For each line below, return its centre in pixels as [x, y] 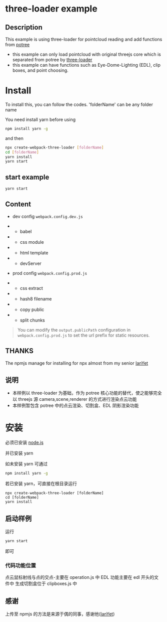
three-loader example [51, 9]
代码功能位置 [21, 565]
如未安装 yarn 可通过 [26, 464]
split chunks [32, 320]
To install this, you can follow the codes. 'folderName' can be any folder [79, 104]
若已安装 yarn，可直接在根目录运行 [41, 484]
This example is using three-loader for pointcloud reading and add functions [84, 39]
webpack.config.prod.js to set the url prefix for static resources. [83, 335]
